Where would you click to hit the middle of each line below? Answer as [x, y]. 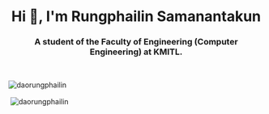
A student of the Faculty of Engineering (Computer [136, 42]
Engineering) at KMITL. [136, 52]
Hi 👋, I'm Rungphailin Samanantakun [136, 17]
